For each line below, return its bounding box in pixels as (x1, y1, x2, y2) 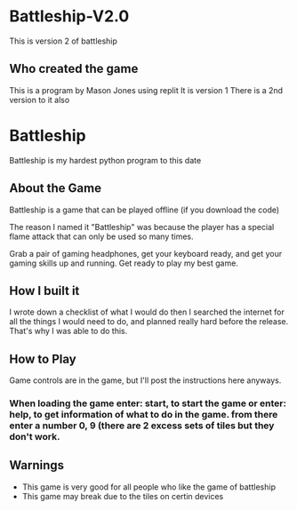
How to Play (9, 351, 77, 366)
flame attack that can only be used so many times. (9, 231, 194, 242)
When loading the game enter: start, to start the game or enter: (9, 397, 287, 410)
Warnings (9, 458, 65, 473)
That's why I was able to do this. (9, 326, 128, 337)
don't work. (9, 431, 60, 443)
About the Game (9, 180, 102, 196)
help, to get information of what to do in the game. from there (9, 409, 278, 421)
